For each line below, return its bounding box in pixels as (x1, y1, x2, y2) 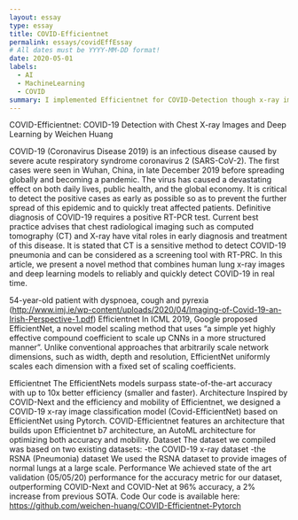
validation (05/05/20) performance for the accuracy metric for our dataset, (9, 472, 282, 483)
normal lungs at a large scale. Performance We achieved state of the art (9, 462, 272, 474)
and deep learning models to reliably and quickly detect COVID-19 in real (9, 268, 275, 279)
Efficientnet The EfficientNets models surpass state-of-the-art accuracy (9, 378, 273, 389)
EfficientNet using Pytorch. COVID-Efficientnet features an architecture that (9, 415, 286, 426)
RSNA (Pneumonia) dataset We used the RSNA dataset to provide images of (9, 454, 287, 464)
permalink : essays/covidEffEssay (9, 37, 133, 47)
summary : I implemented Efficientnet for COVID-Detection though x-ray (9, 95, 279, 105)
